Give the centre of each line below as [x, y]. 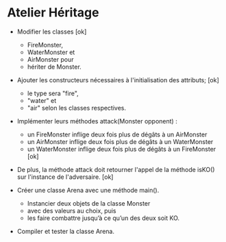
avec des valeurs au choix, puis [72, 210]
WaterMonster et [51, 52]
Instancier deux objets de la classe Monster [89, 203]
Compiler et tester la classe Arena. [66, 231]
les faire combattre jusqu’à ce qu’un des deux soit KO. [103, 218]
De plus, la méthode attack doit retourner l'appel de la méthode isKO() [116, 169]
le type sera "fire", [53, 93]
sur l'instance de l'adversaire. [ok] [65, 177]
